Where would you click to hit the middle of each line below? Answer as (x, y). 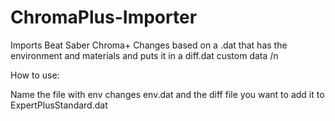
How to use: (35, 75)
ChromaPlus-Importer (104, 17)
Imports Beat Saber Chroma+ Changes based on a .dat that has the (149, 45)
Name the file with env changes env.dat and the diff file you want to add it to (167, 94)
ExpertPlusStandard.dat (59, 105)
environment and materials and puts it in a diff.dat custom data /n (144, 55)
